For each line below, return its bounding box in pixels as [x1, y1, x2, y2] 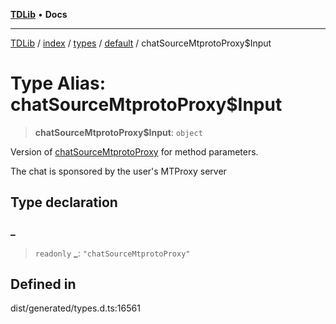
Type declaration [10, 194, 118, 211]
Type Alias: [10, 72, 107, 95]
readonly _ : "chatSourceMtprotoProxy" [34, 247, 191, 259]
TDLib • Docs [10, 9, 68, 20]
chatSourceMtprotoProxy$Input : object [34, 126, 203, 138]
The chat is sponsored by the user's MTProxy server [10, 165, 227, 177]
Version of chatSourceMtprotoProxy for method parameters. [10, 145, 259, 158]
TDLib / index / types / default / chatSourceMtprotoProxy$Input [10, 37, 272, 49]
